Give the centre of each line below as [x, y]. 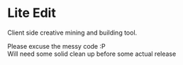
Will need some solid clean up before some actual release [92, 54]
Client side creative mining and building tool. [72, 32]
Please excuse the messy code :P [56, 46]
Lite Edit [32, 13]
